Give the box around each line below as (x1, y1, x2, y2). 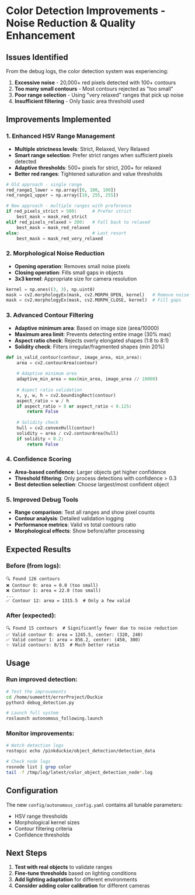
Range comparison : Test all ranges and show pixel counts (14, 509, 155, 516)
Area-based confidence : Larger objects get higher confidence (14, 468, 166, 475)
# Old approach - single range (6, 181, 82, 188)
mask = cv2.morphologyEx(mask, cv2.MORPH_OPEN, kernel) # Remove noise (6, 292, 190, 298)
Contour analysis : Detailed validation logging (14, 515, 124, 522)
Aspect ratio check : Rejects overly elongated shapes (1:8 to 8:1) (14, 337, 169, 344)
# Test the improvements (6, 689, 67, 694)
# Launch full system (6, 710, 59, 716)
